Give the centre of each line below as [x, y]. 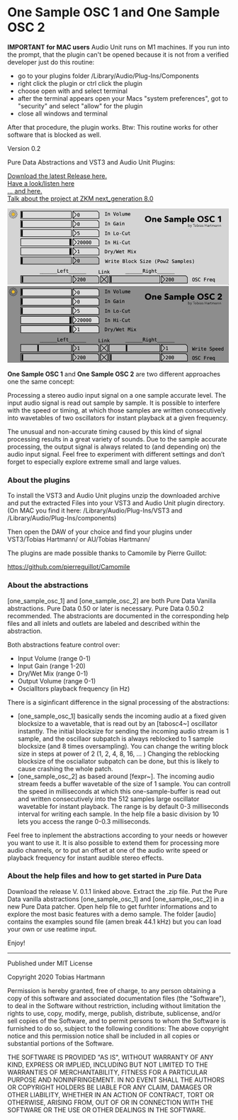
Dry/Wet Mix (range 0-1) [53, 673]
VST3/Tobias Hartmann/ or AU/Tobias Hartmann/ [79, 539]
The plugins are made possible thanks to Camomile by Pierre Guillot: [107, 553]
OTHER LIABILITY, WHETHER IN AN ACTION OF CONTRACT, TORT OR [110, 1094]
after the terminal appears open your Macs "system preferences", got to [123, 98]
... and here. [25, 191]
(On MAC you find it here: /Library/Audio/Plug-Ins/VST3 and [95, 510]
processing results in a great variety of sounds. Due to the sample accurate [117, 439]
